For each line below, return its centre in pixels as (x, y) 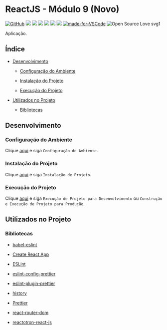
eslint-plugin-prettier (34, 283)
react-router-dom (30, 312)
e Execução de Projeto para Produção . (45, 204)
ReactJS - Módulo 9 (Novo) (62, 9)
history (20, 293)
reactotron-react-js (32, 322)
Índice (15, 49)
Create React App (31, 254)
